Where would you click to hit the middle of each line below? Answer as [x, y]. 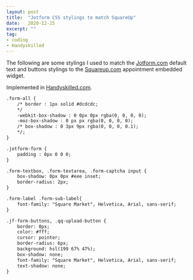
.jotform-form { [27, 149]
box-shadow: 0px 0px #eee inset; [59, 177]
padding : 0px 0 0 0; [44, 154]
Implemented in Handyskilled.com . [49, 87]
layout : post [23, 12]
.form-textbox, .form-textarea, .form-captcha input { [77, 171]
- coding [17, 40]
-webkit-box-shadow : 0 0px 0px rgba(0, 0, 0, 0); [82, 116]
